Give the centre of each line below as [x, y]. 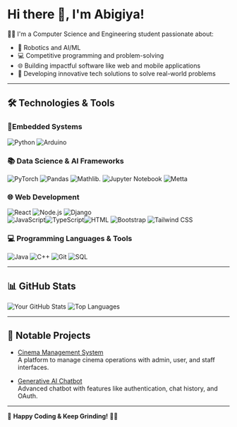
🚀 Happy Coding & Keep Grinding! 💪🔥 [63, 416]
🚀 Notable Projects [49, 335]
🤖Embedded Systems [45, 127]
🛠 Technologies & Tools [61, 103]
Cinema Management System [60, 352]
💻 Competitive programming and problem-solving [91, 55]
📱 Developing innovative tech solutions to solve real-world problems [117, 73]
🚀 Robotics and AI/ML [49, 47]
